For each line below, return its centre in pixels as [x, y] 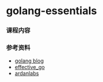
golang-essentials [51, 11]
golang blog [29, 61]
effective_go [30, 67]
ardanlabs [27, 73]
